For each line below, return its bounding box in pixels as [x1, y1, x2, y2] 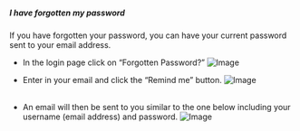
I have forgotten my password [9, 7, 125, 18]
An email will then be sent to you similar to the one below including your [22, 101, 292, 112]
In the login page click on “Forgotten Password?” [22, 57, 206, 68]
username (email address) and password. [22, 111, 179, 122]
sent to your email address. [9, 39, 111, 50]
